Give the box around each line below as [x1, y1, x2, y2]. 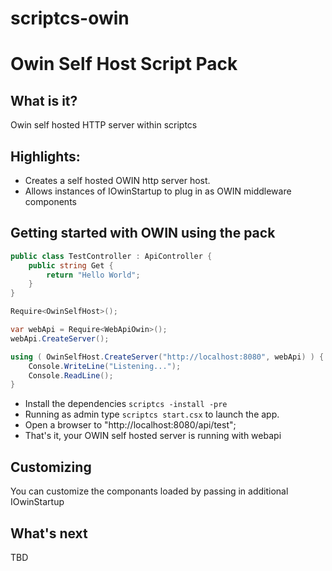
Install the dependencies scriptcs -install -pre [24, 398, 228, 410]
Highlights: [10, 148, 81, 165]
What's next [10, 525, 88, 542]
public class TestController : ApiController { [10, 251, 213, 261]
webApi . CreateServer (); [10, 333, 110, 344]
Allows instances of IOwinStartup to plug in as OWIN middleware [24, 185, 292, 197]
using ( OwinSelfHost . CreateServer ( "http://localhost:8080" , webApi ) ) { [10, 352, 325, 362]
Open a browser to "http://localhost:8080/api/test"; [24, 419, 237, 431]
